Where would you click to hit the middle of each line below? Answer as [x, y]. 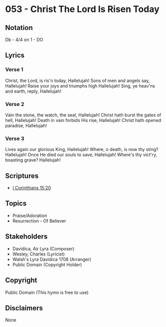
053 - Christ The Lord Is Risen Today [82, 9]
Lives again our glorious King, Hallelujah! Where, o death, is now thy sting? [82, 149]
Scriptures [22, 176]
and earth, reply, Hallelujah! [33, 91]
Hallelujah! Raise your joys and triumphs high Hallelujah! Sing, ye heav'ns [80, 85]
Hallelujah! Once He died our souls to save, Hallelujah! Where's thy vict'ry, [81, 155]
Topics [16, 203]
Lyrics [15, 55]
